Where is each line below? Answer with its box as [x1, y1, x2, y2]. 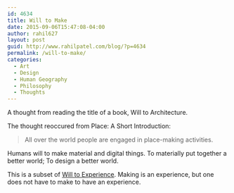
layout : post [7, 37, 46, 44]
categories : [7, 56, 42, 63]
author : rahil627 [7, 30, 58, 37]
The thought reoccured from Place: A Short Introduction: [7, 122, 171, 130]
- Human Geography [13, 75, 68, 83]
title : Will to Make [7, 17, 68, 24]
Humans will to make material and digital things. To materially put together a [7, 149, 227, 158]
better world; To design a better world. [7, 156, 119, 166]
